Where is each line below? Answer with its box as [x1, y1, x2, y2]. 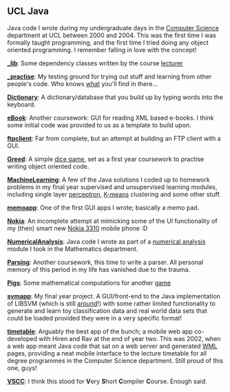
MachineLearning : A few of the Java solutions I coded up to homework [7, 175, 210, 184]
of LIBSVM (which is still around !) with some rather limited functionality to [7, 299, 216, 307]
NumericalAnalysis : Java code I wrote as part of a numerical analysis [7, 237, 206, 246]
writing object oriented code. [7, 162, 90, 171]
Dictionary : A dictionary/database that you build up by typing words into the [7, 93, 224, 101]
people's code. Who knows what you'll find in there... [7, 79, 158, 88]
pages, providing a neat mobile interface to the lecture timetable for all [7, 349, 207, 357]
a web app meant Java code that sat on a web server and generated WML [7, 342, 218, 350]
